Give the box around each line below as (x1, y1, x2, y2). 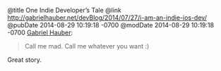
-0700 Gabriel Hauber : (7, 28, 73, 37)
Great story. (7, 56, 42, 64)
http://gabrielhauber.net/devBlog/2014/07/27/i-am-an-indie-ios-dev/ (7, 13, 207, 22)
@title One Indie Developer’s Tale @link (7, 6, 122, 14)
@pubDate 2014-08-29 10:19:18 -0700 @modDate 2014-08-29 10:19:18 (7, 21, 214, 29)
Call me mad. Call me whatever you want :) (24, 42, 150, 50)
